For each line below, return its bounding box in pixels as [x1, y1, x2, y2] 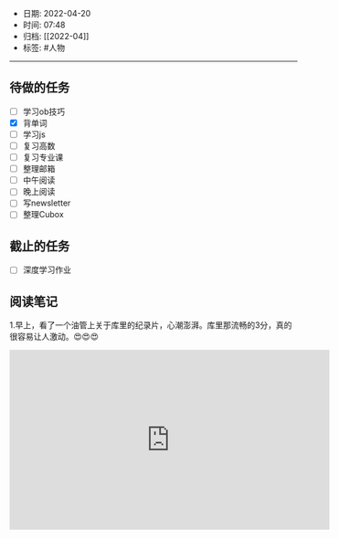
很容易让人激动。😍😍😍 [9, 332, 99, 343]
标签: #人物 [22, 42, 66, 53]
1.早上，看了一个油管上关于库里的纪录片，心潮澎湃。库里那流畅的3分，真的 [9, 320, 292, 331]
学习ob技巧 [22, 106, 66, 117]
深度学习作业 [22, 264, 71, 276]
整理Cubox [22, 209, 64, 220]
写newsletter [22, 197, 71, 208]
